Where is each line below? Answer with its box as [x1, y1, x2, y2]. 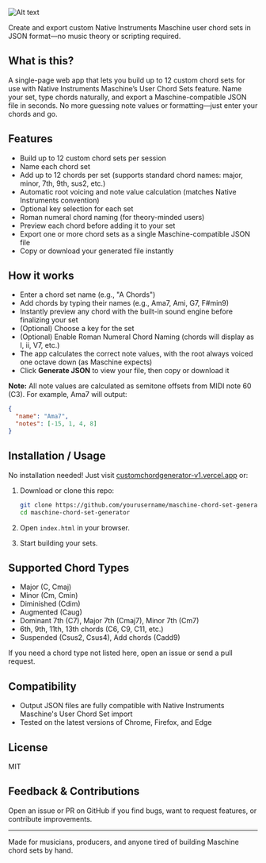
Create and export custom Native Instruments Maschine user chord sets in [8, 23, 252, 32]
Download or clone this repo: [19, 485, 115, 495]
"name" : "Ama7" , [15, 413, 69, 421]
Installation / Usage [8, 449, 106, 463]
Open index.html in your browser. [19, 522, 131, 532]
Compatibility [8, 680, 77, 693]
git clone [19, 501, 53, 509]
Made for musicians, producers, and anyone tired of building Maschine [8, 837, 239, 846]
